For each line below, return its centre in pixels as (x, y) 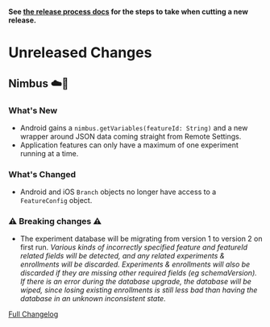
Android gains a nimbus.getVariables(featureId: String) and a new (134, 127)
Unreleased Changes (80, 53)
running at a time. (49, 153)
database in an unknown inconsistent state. (93, 299)
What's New (33, 110)
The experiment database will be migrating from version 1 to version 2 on (141, 239)
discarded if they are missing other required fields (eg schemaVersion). (139, 273)
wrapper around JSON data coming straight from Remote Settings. (131, 136)
